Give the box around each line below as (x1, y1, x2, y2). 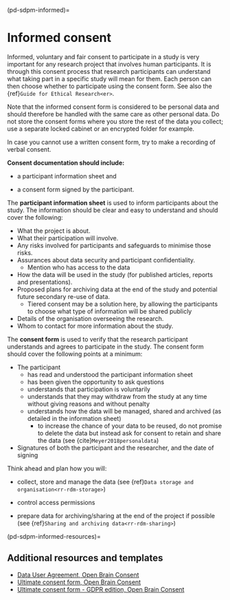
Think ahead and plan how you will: (7, 464, 107, 473)
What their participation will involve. (16, 234, 119, 242)
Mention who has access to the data (27, 263, 130, 271)
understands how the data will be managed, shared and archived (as (27, 406, 222, 415)
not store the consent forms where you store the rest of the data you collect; (7, 117, 224, 125)
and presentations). (16, 278, 73, 286)
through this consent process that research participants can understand (7, 67, 211, 75)
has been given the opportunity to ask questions (27, 377, 165, 386)
